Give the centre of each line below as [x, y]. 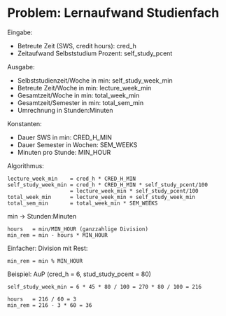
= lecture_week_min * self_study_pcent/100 [134, 191]
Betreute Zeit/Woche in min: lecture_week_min [84, 88]
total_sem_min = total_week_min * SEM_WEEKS [83, 203]
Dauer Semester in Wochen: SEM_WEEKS [77, 144]
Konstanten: [24, 123]
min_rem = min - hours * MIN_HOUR [58, 235]
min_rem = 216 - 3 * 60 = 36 [50, 305]
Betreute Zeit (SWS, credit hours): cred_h [77, 46]
